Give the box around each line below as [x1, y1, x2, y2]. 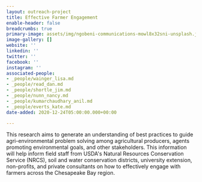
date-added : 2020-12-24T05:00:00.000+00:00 [6, 109, 117, 115]
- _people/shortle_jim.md [6, 87, 71, 93]
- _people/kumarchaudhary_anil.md [6, 98, 93, 104]
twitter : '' [6, 53, 36, 59]
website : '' [6, 43, 36, 49]
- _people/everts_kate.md [6, 103, 71, 110]
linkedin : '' [6, 48, 39, 54]
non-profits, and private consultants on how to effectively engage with [6, 163, 181, 170]
